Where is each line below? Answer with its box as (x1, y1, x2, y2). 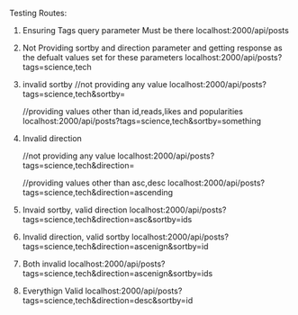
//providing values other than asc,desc (22, 177, 167, 188)
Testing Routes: (9, 8, 68, 18)
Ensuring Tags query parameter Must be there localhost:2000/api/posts (22, 25, 290, 35)
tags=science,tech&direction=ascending (22, 187, 174, 197)
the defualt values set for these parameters (22, 52, 184, 62)
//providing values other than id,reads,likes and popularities (22, 106, 243, 116)
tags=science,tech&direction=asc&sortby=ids (22, 214, 193, 224)
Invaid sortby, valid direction (22, 204, 128, 215)
